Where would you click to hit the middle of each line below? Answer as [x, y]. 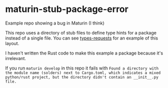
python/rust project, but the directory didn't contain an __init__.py [82, 77]
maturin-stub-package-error [67, 9]
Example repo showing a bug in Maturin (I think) [55, 23]
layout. [12, 43]
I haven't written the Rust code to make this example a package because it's [84, 53]
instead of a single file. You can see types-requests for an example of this [82, 38]
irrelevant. [16, 58]
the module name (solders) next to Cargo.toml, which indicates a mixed [83, 73]
